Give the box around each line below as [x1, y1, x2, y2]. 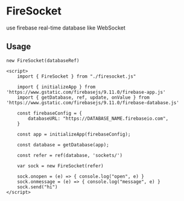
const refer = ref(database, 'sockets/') [17, 152, 122, 158]
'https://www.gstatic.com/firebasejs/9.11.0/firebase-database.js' [6, 99, 180, 106]
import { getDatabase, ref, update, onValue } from [17, 94, 150, 100]
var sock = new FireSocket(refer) [17, 162, 104, 169]
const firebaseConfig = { [17, 110, 83, 116]
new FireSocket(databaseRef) [6, 57, 80, 64]
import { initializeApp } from [17, 84, 96, 90]
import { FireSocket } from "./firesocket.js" [17, 73, 136, 79]
